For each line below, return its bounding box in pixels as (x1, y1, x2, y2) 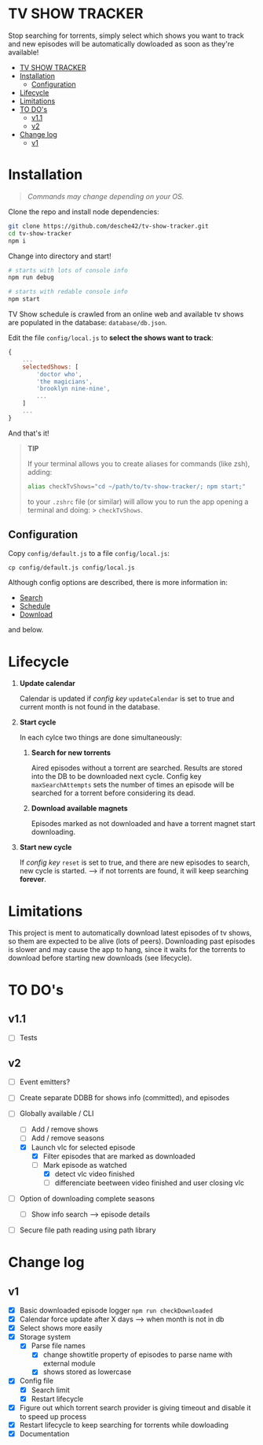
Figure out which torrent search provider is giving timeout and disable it (19, 1402, 251, 1412)
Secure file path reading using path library (19, 1225, 156, 1235)
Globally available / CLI (19, 1109, 94, 1118)
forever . (19, 875, 47, 884)
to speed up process (19, 1411, 87, 1421)
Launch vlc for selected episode (31, 1143, 136, 1152)
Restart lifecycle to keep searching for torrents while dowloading (19, 1420, 229, 1429)
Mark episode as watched (42, 1160, 127, 1169)
